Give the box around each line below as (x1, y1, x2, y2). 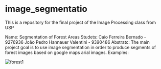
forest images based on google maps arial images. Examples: (5, 50, 129, 55)
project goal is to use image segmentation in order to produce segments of (5, 44, 156, 50)
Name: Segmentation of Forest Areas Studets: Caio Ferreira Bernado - (5, 34, 146, 40)
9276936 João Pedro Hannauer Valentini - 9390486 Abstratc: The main (5, 39, 150, 45)
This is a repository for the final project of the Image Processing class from (5, 19, 156, 25)
